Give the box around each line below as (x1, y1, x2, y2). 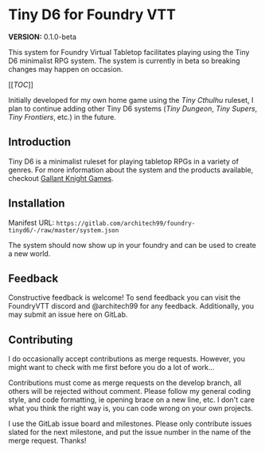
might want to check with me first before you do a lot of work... (8, 363, 215, 372)
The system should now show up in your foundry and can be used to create (8, 240, 257, 250)
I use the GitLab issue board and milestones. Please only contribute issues (8, 419, 252, 428)
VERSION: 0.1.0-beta (8, 32, 77, 41)
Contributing (8, 333, 73, 346)
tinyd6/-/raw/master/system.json (8, 226, 119, 234)
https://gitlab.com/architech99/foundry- (56, 219, 196, 227)
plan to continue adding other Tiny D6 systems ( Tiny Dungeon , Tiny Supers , (8, 104, 258, 113)
